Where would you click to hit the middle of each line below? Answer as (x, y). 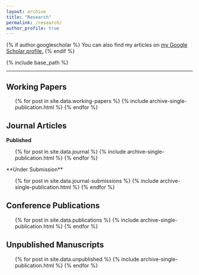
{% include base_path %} (37, 63)
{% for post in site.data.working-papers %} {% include (81, 101)
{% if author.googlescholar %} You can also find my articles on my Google (97, 45)
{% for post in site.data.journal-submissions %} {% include (86, 180)
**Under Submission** (35, 169)
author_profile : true (33, 28)
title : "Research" (29, 17)
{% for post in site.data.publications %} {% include (77, 220)
